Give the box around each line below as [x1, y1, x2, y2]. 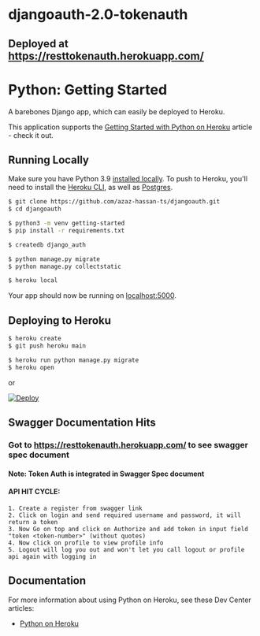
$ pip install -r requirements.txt [8, 226, 125, 234]
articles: [8, 603, 35, 612]
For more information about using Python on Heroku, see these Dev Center [8, 595, 252, 604]
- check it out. [8, 130, 54, 139]
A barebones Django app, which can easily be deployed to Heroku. [8, 106, 225, 116]
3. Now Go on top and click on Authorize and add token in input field [8, 525, 248, 533]
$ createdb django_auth [8, 240, 87, 249]
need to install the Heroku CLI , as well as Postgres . [8, 183, 173, 192]
